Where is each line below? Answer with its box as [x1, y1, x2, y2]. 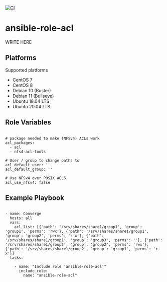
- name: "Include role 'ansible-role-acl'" [14, 264, 107, 269]
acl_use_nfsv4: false [5, 180, 51, 185]
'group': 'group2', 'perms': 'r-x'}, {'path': [5, 233, 104, 239]
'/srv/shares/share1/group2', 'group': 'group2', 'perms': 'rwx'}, [5, 242, 149, 247]
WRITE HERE [5, 39, 32, 45]
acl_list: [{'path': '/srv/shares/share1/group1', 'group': [14, 225, 142, 230]
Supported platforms [5, 67, 48, 73]
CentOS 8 [12, 82, 33, 88]
